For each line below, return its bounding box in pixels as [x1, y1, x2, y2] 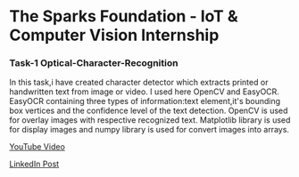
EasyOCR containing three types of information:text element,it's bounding [9, 96, 281, 107]
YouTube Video [9, 141, 65, 152]
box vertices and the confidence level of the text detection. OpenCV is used [9, 105, 288, 117]
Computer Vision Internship [9, 25, 220, 45]
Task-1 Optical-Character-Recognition [9, 57, 179, 69]
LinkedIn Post [9, 158, 60, 170]
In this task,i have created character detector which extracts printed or [9, 77, 269, 88]
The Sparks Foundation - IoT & [9, 6, 238, 27]
